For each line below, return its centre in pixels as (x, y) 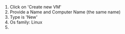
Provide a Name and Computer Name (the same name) (65, 12)
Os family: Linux (26, 22)
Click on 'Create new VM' (36, 7)
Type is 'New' (24, 17)
